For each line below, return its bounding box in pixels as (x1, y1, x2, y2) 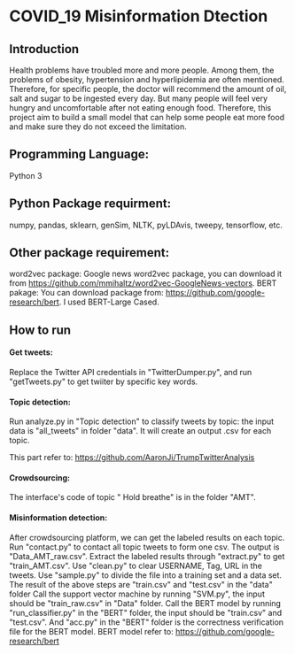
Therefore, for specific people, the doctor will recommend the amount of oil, (9, 84, 287, 94)
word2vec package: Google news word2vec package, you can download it (9, 268, 282, 280)
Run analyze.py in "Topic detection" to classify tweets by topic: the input (9, 416, 275, 427)
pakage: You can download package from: (9, 288, 164, 298)
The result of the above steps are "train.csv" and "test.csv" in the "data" (9, 579, 273, 589)
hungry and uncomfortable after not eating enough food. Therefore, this (9, 103, 272, 112)
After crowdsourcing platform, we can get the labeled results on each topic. (9, 532, 285, 542)
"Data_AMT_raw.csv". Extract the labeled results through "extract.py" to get (9, 550, 285, 561)
